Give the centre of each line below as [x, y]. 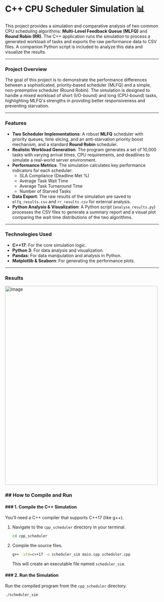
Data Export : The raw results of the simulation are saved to [72, 196]
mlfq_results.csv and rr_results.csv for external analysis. [72, 201]
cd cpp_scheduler [30, 536]
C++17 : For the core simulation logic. [49, 245]
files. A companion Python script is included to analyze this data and [74, 47]
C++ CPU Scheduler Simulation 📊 [75, 9]
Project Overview [26, 69]
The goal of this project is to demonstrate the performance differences [76, 80]
